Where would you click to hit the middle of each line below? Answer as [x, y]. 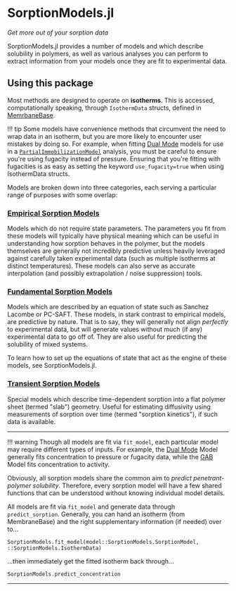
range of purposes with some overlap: [63, 194]
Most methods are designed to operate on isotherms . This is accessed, [111, 100]
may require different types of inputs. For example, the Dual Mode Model [112, 449]
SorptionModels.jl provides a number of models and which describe [105, 46]
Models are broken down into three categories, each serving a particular [112, 187]
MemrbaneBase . [31, 115]
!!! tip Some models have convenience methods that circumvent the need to [117, 129]
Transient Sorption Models [54, 384]
